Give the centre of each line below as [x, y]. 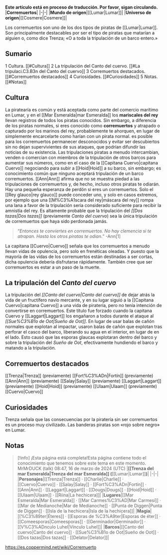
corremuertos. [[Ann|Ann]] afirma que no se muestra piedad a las [73, 178]
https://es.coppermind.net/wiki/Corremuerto [51, 547]
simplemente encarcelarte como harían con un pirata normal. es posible [79, 136]
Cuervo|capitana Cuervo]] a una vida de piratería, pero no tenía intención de [83, 305]
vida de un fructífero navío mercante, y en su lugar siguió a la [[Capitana [79, 300]
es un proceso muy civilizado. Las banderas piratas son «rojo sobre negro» [83, 425]
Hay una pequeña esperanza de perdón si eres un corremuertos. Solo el [79, 189]
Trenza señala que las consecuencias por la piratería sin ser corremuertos [82, 419]
